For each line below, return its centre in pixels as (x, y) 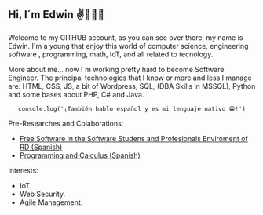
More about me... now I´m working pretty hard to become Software (116, 69)
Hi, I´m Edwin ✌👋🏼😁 (57, 15)
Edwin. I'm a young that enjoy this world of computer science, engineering (128, 46)
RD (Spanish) (41, 147)
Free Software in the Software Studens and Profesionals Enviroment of (134, 138)
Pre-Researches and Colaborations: (66, 123)
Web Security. (42, 194)
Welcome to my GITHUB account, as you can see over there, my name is (126, 37)
